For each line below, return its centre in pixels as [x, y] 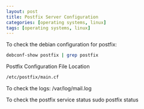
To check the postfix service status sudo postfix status [72, 100]
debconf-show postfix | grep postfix [52, 55]
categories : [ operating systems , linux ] [56, 22]
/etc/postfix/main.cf [33, 77]
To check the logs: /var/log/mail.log [49, 88]
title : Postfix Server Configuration [52, 17]
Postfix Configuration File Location [48, 67]
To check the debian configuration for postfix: [62, 45]
